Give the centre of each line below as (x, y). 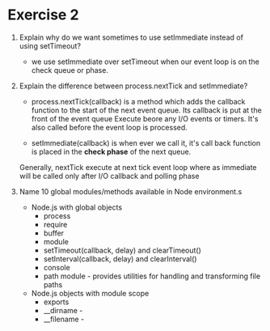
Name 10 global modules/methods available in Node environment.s (131, 191)
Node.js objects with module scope (90, 293)
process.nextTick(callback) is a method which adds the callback (138, 101)
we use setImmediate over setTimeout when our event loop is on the (145, 62)
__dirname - (63, 310)
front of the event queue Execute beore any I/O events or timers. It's (145, 118)
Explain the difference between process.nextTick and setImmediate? (133, 86)
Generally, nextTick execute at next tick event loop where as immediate (138, 167)
